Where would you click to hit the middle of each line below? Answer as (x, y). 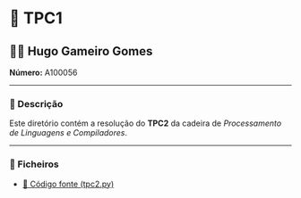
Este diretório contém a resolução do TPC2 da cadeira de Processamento (146, 123)
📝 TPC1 (36, 18)
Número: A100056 (43, 72)
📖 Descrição (36, 103)
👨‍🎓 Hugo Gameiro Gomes (81, 51)
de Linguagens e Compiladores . (69, 133)
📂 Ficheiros (34, 164)
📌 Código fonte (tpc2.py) (68, 184)
